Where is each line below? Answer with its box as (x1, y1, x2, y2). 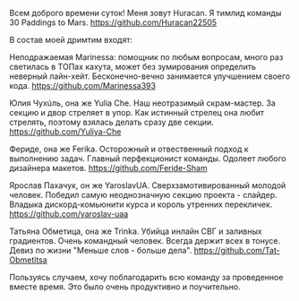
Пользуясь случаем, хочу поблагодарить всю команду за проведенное (9, 272, 284, 282)
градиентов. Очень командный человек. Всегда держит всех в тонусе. (9, 236, 281, 245)
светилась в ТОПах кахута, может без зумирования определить (9, 62, 257, 72)
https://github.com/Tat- (193, 245, 280, 255)
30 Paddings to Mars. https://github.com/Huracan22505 (9, 17, 218, 28)
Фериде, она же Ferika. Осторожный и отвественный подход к (9, 143, 249, 154)
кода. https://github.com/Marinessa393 (9, 81, 157, 90)
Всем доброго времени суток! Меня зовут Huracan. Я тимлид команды (9, 8, 282, 18)
